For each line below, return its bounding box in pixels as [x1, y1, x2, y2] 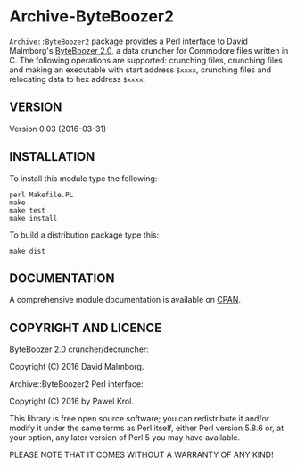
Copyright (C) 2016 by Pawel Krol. [9, 396, 134, 407]
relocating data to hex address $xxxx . [9, 73, 145, 84]
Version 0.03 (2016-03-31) [9, 123, 107, 134]
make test [9, 205, 46, 215]
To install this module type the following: [9, 172, 158, 184]
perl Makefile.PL [9, 190, 74, 199]
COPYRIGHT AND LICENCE [9, 320, 162, 336]
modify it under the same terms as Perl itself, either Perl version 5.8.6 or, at [9, 422, 284, 434]
